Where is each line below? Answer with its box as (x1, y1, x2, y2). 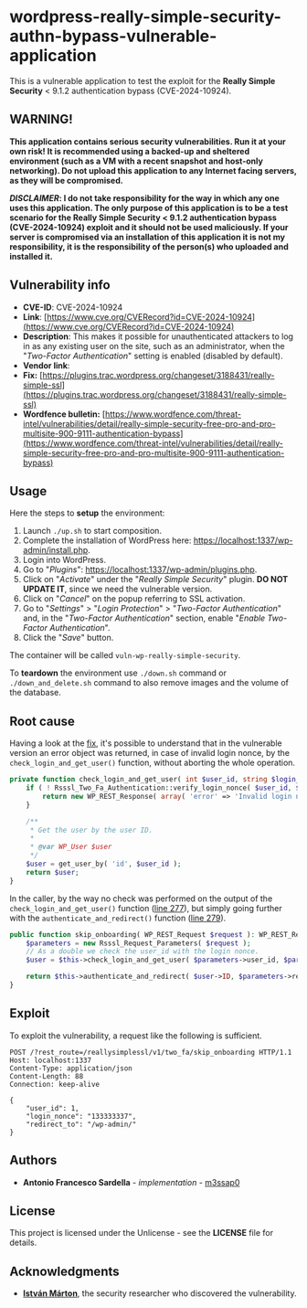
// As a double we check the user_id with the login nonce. (26, 947, 259, 956)
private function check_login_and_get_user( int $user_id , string (9, 775, 268, 784)
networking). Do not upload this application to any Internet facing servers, (9, 165, 297, 175)
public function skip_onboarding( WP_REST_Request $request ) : (9, 930, 256, 939)
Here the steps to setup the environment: (9, 507, 165, 518)
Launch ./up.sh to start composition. (22, 526, 163, 537)
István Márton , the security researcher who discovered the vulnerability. (22, 1288, 297, 1299)
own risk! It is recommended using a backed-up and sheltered (9, 145, 249, 156)
